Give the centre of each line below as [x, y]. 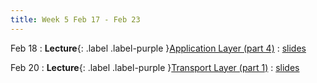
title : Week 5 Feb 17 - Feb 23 [75, 19]
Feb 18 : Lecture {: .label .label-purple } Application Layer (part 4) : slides [158, 48]
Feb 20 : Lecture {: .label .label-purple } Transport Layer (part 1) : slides [155, 67]
